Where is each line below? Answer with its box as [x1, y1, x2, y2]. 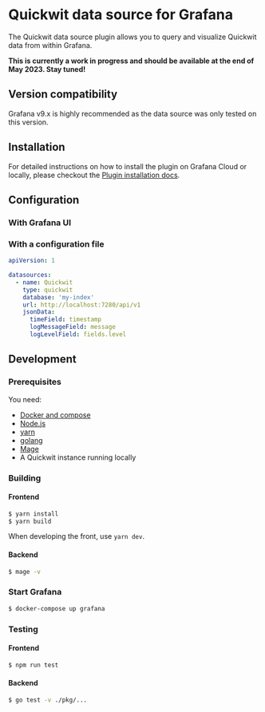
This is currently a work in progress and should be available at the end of [8, 56, 255, 65]
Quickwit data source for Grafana [8, 6, 234, 24]
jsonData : [22, 308, 56, 316]
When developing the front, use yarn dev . [8, 532, 145, 541]
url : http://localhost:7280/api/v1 [22, 301, 141, 309]
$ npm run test [8, 661, 59, 669]
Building [8, 473, 42, 484]
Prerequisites [8, 377, 61, 388]
